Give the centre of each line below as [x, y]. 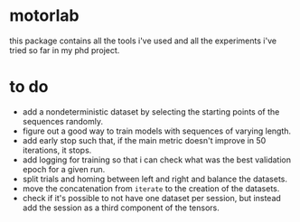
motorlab [44, 16]
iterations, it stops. [57, 150]
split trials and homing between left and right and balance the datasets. [155, 179]
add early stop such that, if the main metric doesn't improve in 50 [144, 140]
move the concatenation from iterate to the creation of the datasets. [151, 188]
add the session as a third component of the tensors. [121, 208]
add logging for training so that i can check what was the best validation [157, 160]
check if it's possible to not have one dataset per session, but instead [152, 198]
